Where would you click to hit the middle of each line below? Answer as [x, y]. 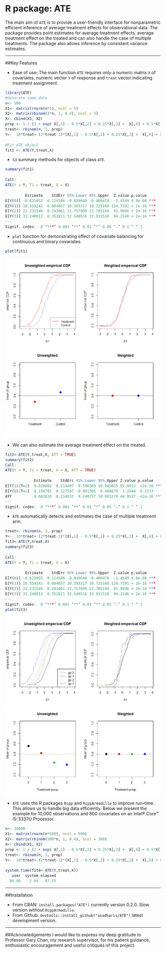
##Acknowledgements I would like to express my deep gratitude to [73, 935]
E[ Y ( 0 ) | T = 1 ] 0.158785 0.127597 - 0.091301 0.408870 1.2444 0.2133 [79, 491]
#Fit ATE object [22, 145]
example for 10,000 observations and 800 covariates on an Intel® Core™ [85, 814]
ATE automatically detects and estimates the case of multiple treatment [84, 516]
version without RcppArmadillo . [44, 910]
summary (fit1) [20, 169]
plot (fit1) [16, 251]
